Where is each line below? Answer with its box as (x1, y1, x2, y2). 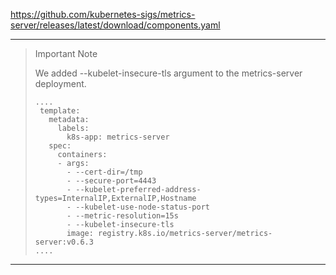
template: (39, 106, 81, 116)
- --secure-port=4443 (66, 176, 157, 186)
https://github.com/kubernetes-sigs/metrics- (10, 9, 196, 20)
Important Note (34, 48, 98, 59)
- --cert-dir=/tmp (66, 167, 143, 177)
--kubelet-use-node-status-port (75, 202, 211, 212)
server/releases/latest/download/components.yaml (10, 19, 221, 31)
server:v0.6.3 (34, 237, 94, 247)
